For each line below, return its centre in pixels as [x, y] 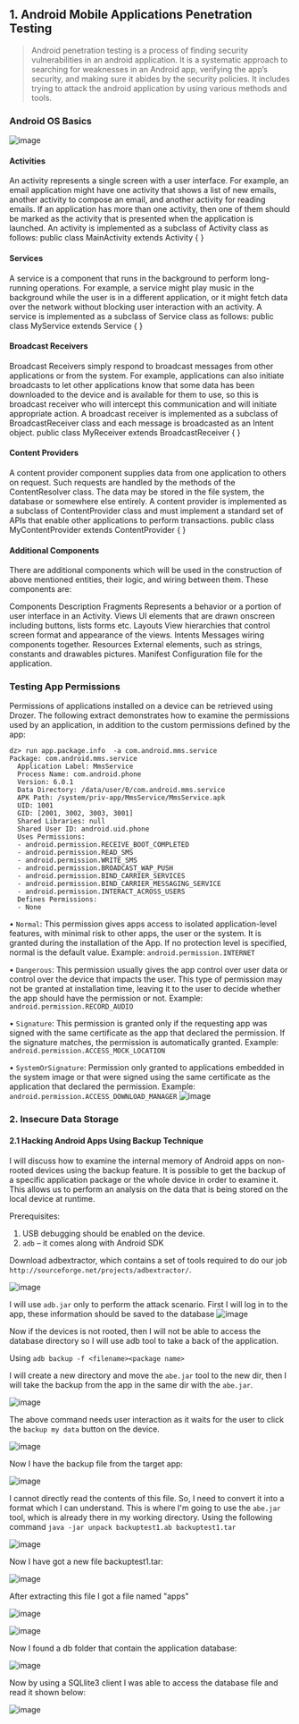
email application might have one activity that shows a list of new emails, [143, 190]
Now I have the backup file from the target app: [96, 1463]
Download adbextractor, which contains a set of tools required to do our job [148, 1260]
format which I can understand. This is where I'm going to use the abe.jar [145, 1508]
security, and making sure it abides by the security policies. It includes [160, 79]
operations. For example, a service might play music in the [147, 287]
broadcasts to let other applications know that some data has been [132, 385]
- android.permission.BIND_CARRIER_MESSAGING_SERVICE [119, 884]
